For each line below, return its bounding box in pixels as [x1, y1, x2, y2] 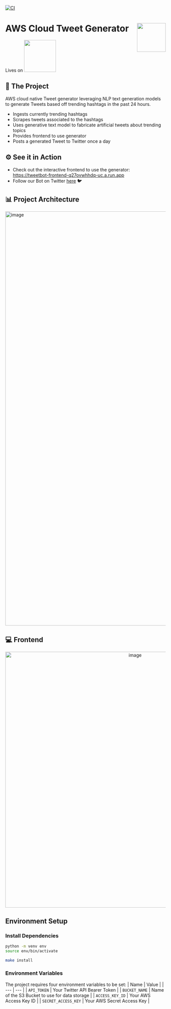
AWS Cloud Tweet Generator [5, 23, 129, 34]
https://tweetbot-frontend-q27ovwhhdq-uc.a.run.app [12, 172, 125, 178]
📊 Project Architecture [5, 195, 80, 204]
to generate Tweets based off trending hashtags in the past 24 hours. [5, 101, 151, 107]
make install [5, 957, 33, 963]
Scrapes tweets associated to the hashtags [12, 116, 103, 122]
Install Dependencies [5, 932, 59, 939]
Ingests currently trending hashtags [12, 111, 88, 117]
